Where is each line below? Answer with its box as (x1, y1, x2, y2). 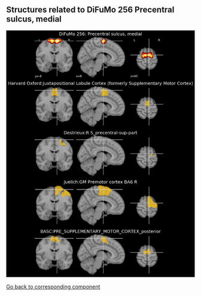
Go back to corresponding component (6, 283, 100, 290)
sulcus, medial (6, 14, 62, 25)
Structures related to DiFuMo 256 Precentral (6, 5, 175, 15)
